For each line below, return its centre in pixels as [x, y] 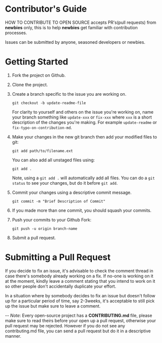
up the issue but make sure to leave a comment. [53, 306]
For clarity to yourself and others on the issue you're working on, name [83, 112]
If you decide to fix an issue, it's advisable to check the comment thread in [79, 271]
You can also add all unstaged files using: [53, 160]
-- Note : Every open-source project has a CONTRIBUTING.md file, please [79, 315]
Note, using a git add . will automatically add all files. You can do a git [83, 178]
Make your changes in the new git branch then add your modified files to [84, 137]
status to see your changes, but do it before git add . [65, 183]
